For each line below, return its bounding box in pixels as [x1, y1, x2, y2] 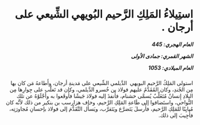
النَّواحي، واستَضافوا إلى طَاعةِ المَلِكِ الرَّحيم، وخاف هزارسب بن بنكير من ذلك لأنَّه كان [5, 99, 193, 106]
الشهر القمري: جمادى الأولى [131, 52, 193, 59]
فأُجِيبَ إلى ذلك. [158, 112, 193, 119]
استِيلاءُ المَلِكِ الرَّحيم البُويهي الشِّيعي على [15, 7, 193, 21]
